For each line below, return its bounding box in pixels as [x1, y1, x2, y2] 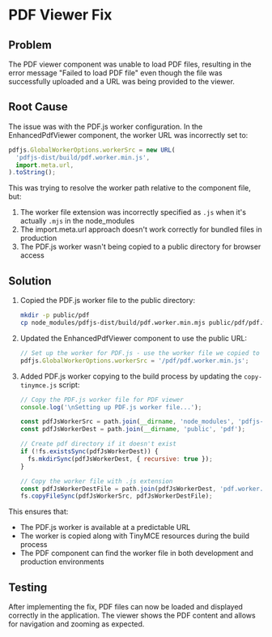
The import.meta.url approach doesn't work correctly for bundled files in [19, 224, 263, 234]
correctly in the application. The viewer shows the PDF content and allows [8, 610, 257, 621]
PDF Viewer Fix [8, 6, 113, 24]
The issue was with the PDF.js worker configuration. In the [8, 122, 203, 131]
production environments [19, 557, 104, 566]
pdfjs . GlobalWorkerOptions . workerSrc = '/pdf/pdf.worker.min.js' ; [19, 357, 249, 365]
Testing [8, 580, 48, 594]
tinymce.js [19, 381, 57, 390]
